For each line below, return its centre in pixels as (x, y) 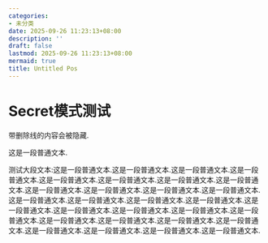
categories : (28, 16)
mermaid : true (32, 62)
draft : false (30, 46)
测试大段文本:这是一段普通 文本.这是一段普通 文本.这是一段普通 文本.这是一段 (134, 169)
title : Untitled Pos (43, 69)
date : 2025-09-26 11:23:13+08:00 (65, 31)
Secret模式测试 (60, 111)
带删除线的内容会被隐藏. (49, 135)
